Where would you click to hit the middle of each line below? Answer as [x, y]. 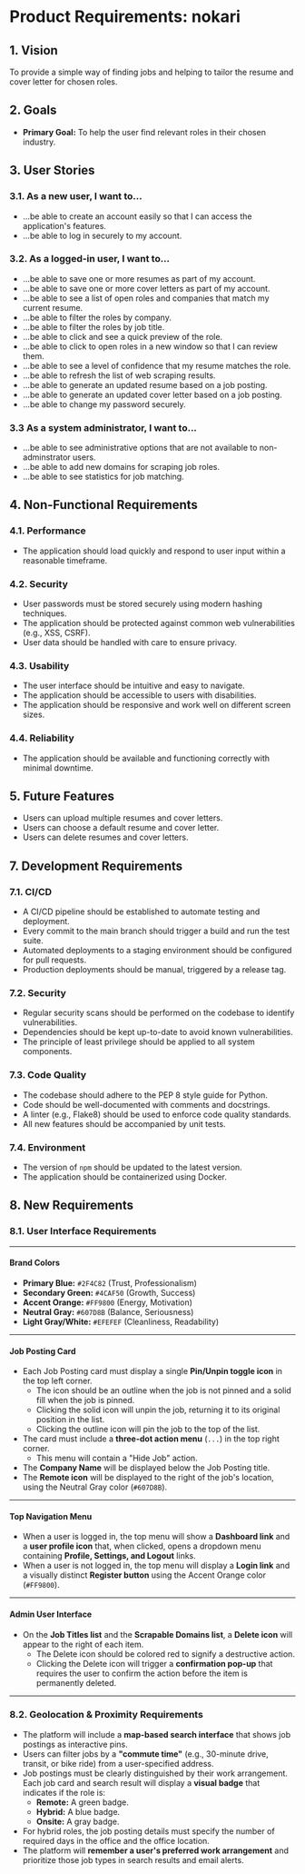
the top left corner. [57, 1381]
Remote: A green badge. [82, 1802]
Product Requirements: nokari [125, 17]
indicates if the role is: [64, 1792]
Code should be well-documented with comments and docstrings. [146, 1104]
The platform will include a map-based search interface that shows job [157, 1734]
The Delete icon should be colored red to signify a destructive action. [165, 1654]
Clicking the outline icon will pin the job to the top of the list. [148, 1430]
